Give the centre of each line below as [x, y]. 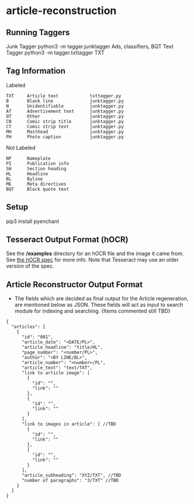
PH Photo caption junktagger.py [65, 137]
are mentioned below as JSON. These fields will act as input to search [99, 305]
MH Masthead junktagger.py [65, 132]
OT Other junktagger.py [65, 116]
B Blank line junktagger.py [65, 101]
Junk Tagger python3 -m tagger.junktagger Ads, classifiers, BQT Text [90, 46]
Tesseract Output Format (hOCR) [67, 240]
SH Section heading [36, 169]
